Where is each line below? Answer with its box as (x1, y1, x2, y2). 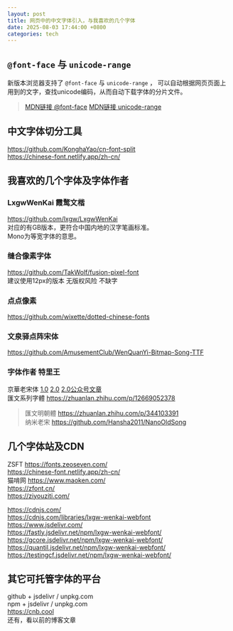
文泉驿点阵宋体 (7, 332, 59, 341)
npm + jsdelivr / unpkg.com (7, 600, 88, 608)
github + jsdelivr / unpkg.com (7, 592, 94, 601)
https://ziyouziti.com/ (7, 492, 70, 500)
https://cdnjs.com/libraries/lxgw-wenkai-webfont (7, 513, 151, 521)
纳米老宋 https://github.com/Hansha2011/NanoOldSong (24, 418, 187, 426)
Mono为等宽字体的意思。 (7, 232, 80, 240)
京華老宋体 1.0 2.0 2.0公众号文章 (7, 385, 102, 393)
